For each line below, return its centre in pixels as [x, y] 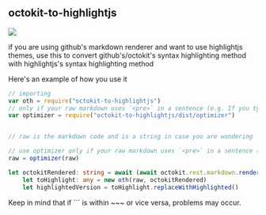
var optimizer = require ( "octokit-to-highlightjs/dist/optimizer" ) [122, 115]
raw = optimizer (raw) [44, 158]
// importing [30, 93]
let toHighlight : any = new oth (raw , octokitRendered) [115, 180]
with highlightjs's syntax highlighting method [81, 63]
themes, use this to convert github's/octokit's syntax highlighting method [127, 55]
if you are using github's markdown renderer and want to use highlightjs [125, 47]
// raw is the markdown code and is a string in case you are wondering [131, 137]
